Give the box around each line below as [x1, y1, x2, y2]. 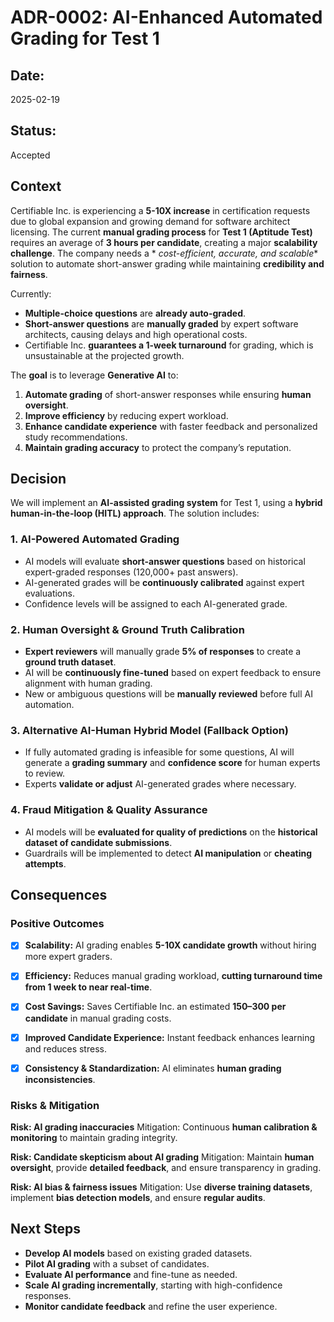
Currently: [10, 287, 52, 300]
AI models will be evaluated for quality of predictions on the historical [24, 826, 318, 838]
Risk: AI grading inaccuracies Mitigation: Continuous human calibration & [10, 1121, 318, 1133]
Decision [10, 471, 67, 488]
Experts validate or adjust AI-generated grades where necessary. [24, 778, 297, 790]
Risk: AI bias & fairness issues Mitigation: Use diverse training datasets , [10, 1181, 313, 1193]
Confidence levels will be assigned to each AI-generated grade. [24, 597, 288, 610]
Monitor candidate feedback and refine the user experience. [24, 1300, 278, 1312]
